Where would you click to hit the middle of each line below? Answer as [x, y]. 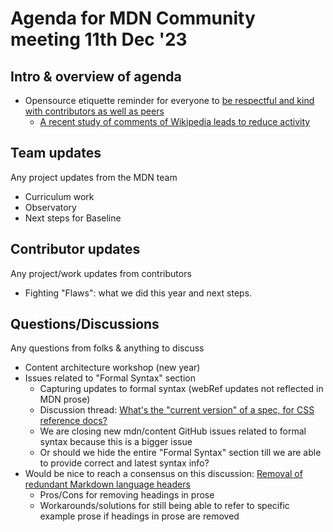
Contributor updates [75, 249]
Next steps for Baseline [73, 218]
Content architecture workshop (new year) [112, 368]
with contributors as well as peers [94, 111]
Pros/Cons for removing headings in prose [127, 495]
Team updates [56, 153]
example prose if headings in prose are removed [139, 516]
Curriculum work [59, 196]
